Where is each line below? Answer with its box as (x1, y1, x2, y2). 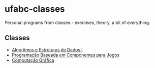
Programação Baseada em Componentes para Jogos (11, 52, 120, 58)
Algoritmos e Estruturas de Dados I (11, 46, 83, 52)
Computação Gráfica (11, 57, 55, 63)
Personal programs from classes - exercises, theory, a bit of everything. (4, 20, 151, 25)
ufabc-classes (4, 3, 65, 15)
